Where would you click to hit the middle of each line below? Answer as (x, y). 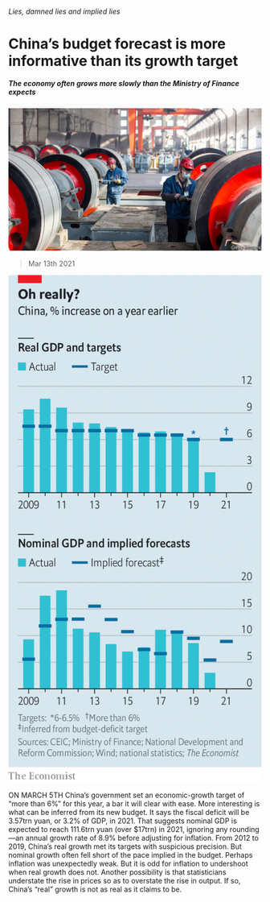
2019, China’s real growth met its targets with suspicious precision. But (125, 846)
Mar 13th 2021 (51, 264)
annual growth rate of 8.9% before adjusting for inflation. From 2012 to (142, 838)
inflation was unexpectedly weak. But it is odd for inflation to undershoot (129, 864)
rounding (244, 830)
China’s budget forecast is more (117, 43)
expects (22, 92)
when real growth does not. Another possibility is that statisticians (117, 872)
